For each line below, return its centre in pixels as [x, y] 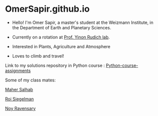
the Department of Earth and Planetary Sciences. [62, 27]
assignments [18, 70]
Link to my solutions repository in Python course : [55, 65]
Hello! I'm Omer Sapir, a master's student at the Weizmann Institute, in [83, 22]
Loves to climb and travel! [38, 56]
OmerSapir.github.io [47, 9]
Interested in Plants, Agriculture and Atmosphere [61, 46]
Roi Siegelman [20, 99]
